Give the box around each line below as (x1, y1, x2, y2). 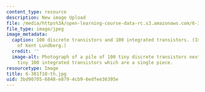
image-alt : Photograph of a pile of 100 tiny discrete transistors (12, 54, 187, 60)
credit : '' (12, 48, 40, 54)
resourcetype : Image (6, 65, 59, 71)
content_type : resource (6, 8, 67, 15)
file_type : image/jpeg (6, 25, 64, 32)
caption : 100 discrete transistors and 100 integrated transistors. (12, 37, 190, 43)
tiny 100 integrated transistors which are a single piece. (17, 59, 173, 65)
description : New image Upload (6, 15, 86, 21)
